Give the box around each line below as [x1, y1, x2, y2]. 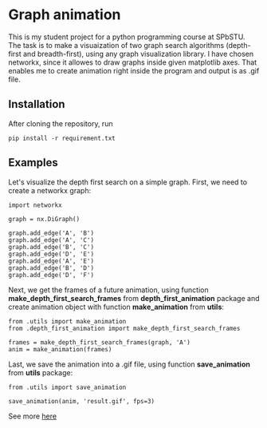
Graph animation [8, 6, 121, 24]
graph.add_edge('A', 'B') [8, 229, 94, 237]
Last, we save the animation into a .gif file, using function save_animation [8, 359, 251, 369]
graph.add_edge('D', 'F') [8, 271, 94, 279]
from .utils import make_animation [8, 317, 127, 325]
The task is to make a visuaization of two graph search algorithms [8, 40, 225, 50]
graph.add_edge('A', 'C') [8, 236, 94, 244]
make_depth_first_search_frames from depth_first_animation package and [8, 293, 260, 303]
